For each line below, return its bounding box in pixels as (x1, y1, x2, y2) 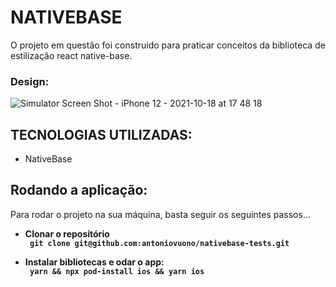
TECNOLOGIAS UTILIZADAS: (10, 126, 193, 143)
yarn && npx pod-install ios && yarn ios (29, 266, 205, 276)
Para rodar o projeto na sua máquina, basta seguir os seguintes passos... (10, 208, 312, 220)
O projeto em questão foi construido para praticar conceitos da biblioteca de (10, 39, 326, 51)
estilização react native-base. (10, 49, 133, 61)
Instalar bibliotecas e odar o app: (24, 256, 165, 268)
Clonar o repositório (24, 227, 110, 240)
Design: (10, 74, 50, 88)
